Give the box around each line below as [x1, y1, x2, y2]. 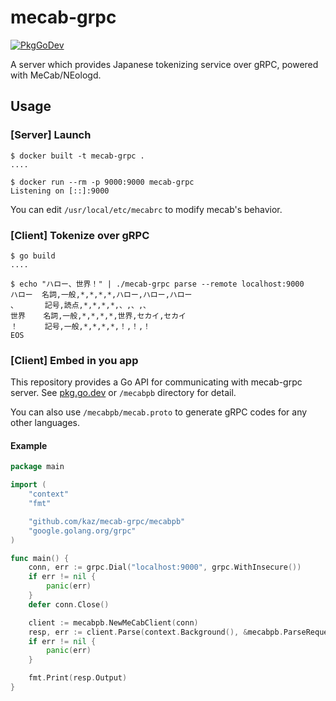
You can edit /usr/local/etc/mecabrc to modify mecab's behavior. [10, 203, 283, 215]
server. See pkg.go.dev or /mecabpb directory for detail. [10, 387, 237, 399]
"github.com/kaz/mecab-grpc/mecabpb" [28, 516, 186, 526]
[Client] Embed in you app [10, 353, 139, 367]
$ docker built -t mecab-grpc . [10, 151, 145, 161]
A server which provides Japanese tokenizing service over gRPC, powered [10, 58, 319, 70]
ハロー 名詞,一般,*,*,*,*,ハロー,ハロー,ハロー [10, 289, 193, 300]
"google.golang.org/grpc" [28, 526, 137, 536]
